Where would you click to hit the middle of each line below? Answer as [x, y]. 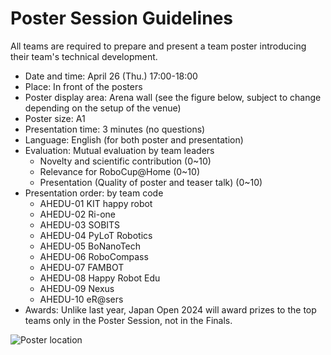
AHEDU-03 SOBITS [80, 224]
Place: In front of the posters [83, 86]
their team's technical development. [84, 56]
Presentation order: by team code [94, 193]
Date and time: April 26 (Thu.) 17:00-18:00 [111, 76]
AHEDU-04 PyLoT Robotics [96, 235]
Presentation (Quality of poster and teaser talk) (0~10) [151, 182]
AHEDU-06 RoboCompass [94, 256]
